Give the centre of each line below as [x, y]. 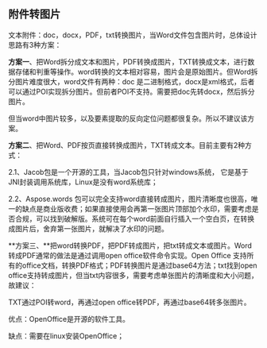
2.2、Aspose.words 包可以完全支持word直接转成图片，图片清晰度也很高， [130, 199]
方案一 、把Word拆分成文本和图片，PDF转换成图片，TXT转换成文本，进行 [128, 61]
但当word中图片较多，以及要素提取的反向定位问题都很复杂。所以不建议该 [128, 118]
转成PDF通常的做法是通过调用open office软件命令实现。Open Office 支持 [128, 255]
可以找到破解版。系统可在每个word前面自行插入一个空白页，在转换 [145, 218]
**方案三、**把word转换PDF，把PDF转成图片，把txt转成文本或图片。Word [130, 246]
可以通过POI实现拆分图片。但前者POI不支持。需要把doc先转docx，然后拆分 [132, 91]
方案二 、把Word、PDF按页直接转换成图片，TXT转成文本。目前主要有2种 [127, 145]
